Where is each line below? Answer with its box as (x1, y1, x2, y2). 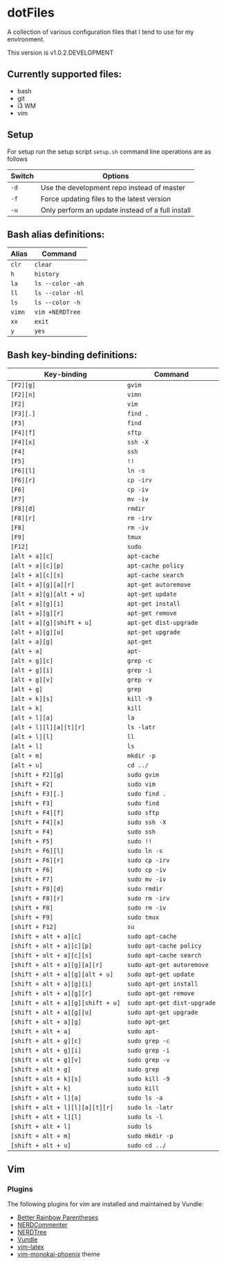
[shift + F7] (10, 876, 54, 883)
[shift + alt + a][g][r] (10, 990, 93, 997)
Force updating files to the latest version (40, 194, 171, 203)
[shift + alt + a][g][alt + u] (10, 971, 114, 979)
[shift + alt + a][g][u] (10, 1009, 93, 1017)
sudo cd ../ (126, 1142, 167, 1150)
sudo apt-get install (126, 980, 198, 988)
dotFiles (7, 5, 55, 21)
